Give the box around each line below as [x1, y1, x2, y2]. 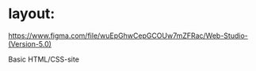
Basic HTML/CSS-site [8, 54, 79, 64]
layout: [8, 5, 55, 23]
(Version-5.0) [8, 39, 52, 48]
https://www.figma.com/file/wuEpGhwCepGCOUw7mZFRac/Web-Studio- [8, 31, 248, 40]
